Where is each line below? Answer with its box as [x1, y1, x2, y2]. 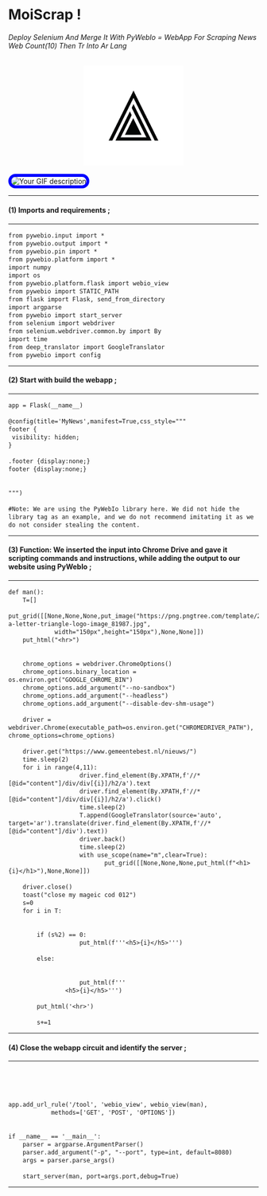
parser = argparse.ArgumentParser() [22, 1141, 145, 1149]
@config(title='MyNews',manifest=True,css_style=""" [8, 417, 187, 425]
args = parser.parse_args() [22, 1157, 115, 1165]
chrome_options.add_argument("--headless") [22, 692, 169, 700]
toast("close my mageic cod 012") [22, 891, 137, 899]
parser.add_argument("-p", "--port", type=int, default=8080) [22, 1149, 233, 1157]
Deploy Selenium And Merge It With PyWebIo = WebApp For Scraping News [8, 32, 257, 41]
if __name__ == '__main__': [8, 1133, 102, 1141]
